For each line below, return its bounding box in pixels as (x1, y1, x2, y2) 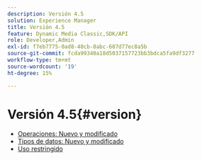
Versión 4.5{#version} (7, 106, 142, 122)
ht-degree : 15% (7, 69, 52, 76)
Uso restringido (17, 144, 64, 153)
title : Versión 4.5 (7, 23, 65, 30)
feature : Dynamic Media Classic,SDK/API (7, 30, 129, 38)
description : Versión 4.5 (7, 10, 84, 18)
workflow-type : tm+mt (7, 57, 72, 64)
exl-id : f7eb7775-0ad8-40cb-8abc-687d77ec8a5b (7, 43, 147, 50)
